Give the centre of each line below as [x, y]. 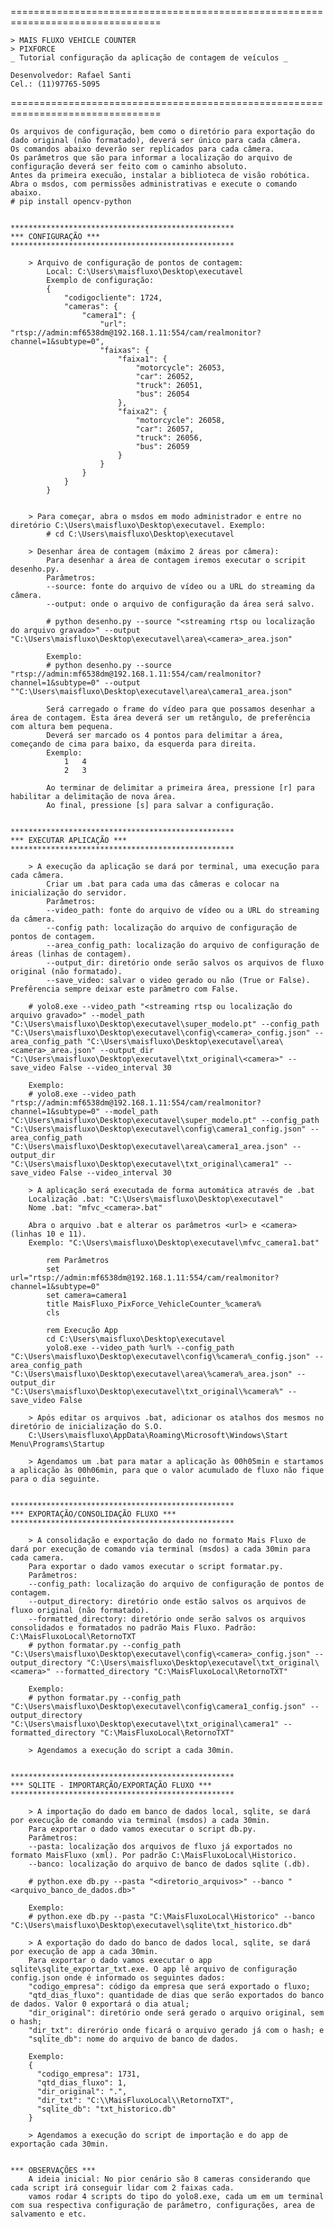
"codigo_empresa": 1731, [88, 2074]
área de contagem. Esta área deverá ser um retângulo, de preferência [160, 718]
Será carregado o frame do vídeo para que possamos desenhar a [180, 709]
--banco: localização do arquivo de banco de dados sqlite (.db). [169, 1864]
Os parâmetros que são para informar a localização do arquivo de [151, 158]
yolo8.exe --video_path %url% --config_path [140, 1348]
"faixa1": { [142, 359]
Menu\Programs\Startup [57, 1444]
